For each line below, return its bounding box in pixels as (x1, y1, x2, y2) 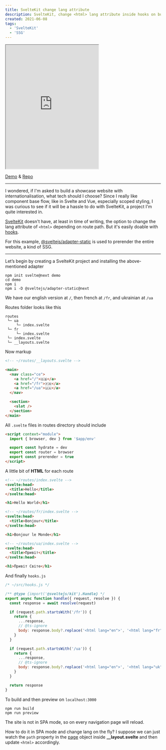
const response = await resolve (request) (9, 601, 96, 606)
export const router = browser (9, 450, 74, 455)
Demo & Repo (5, 174, 33, 179)
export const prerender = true (9, 454, 74, 459)
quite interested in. (5, 209, 43, 215)
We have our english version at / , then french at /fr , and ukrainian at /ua (5, 295, 153, 301)
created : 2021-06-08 (5, 16, 48, 21)
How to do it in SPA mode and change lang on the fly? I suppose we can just (5, 729, 161, 735)
